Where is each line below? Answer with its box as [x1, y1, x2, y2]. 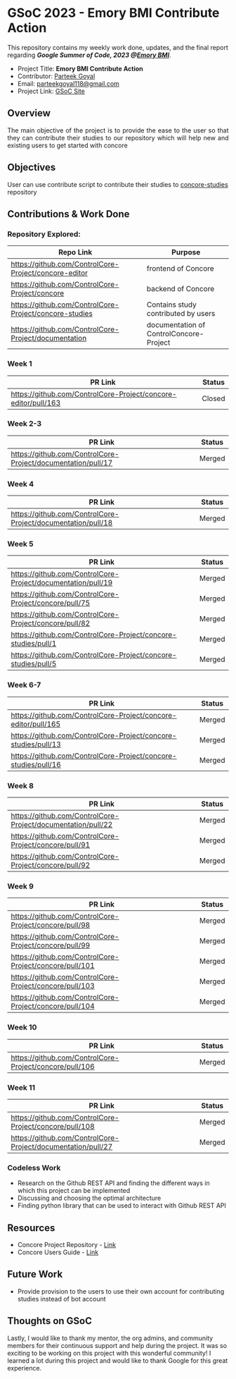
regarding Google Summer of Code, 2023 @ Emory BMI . [7, 51, 171, 59]
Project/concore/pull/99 [11, 940, 91, 950]
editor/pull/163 [11, 398, 61, 407]
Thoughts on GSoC [7, 1315, 93, 1327]
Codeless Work [7, 1163, 61, 1172]
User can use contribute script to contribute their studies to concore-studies [7, 180, 228, 188]
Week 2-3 [7, 419, 42, 429]
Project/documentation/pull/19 [11, 578, 113, 588]
